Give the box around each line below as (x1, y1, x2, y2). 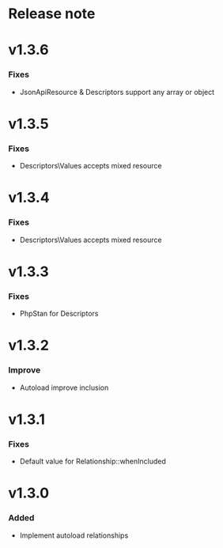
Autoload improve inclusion (19, 383, 109, 392)
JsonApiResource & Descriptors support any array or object (19, 87, 215, 96)
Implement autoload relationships (19, 531, 129, 540)
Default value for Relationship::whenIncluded (19, 456, 166, 467)
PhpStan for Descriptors (19, 309, 99, 319)
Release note (8, 5, 96, 23)
